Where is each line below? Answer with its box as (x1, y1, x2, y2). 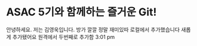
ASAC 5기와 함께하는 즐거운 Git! (6, 5, 157, 19)
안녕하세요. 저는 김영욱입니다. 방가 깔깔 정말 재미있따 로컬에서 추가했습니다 (6, 26, 180, 33)
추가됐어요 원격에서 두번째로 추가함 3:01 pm (12, 33, 115, 40)
